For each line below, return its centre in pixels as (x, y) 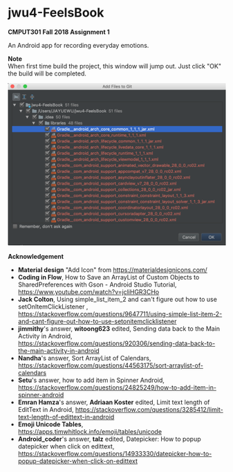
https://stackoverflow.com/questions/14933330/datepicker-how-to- (115, 454)
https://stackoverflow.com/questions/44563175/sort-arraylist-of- (110, 365)
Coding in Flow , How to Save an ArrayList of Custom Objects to (109, 278)
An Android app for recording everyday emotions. (78, 45)
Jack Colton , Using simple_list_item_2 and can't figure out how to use (117, 300)
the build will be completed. (47, 73)
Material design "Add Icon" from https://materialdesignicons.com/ (113, 270)
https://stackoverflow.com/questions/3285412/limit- (149, 410)
